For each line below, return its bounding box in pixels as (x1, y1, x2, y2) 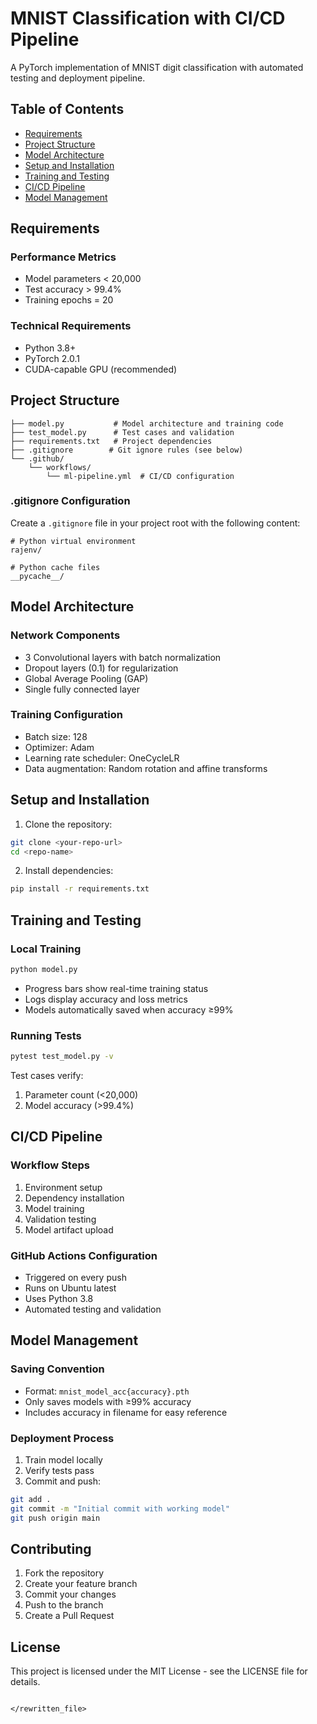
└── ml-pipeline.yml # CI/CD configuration (46, 471, 235, 481)
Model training (24, 1202, 85, 1214)
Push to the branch (24, 1599, 104, 1611)
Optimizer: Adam (24, 741, 95, 753)
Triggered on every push (24, 1271, 127, 1283)
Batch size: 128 (24, 730, 88, 742)
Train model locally (24, 1453, 103, 1466)
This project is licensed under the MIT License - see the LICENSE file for (10, 1665, 308, 1677)
